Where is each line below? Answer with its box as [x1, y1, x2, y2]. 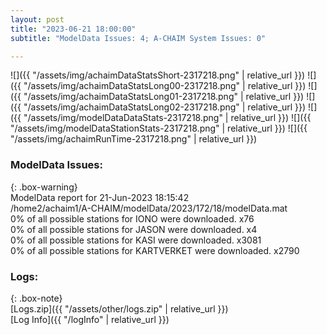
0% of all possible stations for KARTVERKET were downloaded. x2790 [10, 244, 300, 256]
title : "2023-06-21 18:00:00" [10, 24, 137, 34]
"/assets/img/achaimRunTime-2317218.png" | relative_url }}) [10, 133, 258, 145]
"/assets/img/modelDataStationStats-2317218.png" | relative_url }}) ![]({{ [10, 122, 308, 135]
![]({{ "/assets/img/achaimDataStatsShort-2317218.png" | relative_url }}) [10, 69, 306, 81]
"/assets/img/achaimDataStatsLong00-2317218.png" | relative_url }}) [23, 80, 307, 92]
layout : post [10, 14, 65, 25]
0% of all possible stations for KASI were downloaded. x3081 [10, 234, 262, 246]
